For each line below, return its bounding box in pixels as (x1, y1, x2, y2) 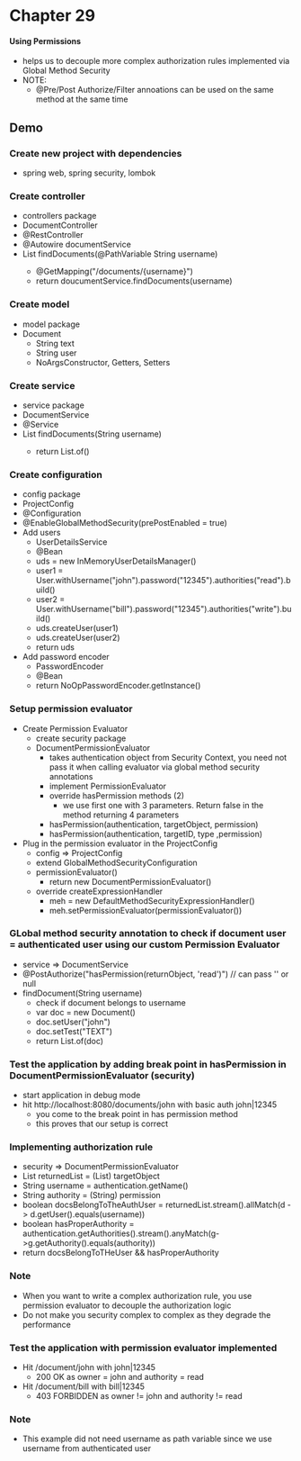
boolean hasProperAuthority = (22, 1219, 135, 1230)
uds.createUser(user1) (35, 623, 119, 634)
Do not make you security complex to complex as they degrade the (22, 1309, 271, 1320)
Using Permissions (9, 35, 82, 46)
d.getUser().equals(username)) (30, 1209, 146, 1220)
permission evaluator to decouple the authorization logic (22, 1300, 232, 1311)
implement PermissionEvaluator (49, 780, 167, 791)
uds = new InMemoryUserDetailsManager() (35, 555, 197, 567)
